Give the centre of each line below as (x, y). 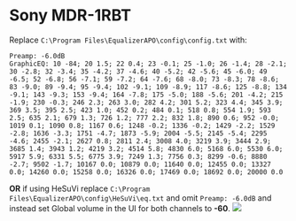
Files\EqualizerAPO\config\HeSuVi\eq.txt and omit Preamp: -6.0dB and (140, 198)
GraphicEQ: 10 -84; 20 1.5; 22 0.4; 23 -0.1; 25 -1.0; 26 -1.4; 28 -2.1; (148, 64)
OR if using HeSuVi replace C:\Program (80, 188)
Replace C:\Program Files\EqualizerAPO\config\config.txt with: (129, 40)
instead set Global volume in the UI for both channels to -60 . (120, 208)
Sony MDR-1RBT (70, 15)
